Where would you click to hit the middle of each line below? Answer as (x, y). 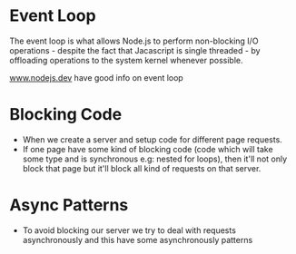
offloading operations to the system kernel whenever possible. (126, 60)
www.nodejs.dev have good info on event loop (96, 77)
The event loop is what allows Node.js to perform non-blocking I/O (134, 41)
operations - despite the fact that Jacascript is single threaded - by (135, 50)
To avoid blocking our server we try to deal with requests (129, 230)
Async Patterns (69, 205)
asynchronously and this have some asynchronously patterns (138, 239)
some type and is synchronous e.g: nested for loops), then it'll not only (155, 159)
